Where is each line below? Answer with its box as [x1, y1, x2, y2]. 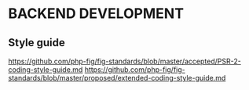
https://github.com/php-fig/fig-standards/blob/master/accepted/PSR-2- [8, 56, 241, 66]
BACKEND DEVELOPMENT [8, 5, 185, 23]
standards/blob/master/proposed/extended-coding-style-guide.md [8, 74, 226, 82]
